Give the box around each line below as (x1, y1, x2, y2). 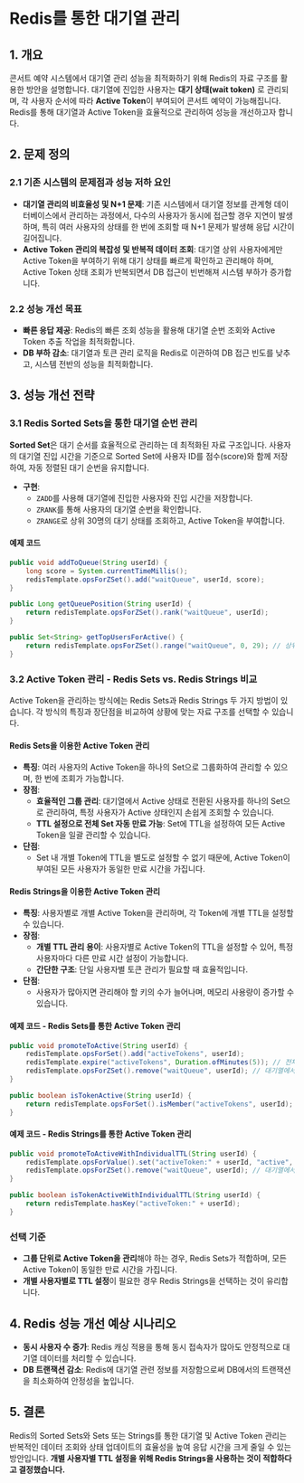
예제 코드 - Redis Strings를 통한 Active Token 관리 (9, 1129, 192, 1139)
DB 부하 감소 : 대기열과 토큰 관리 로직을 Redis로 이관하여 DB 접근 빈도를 (22, 347, 274, 358)
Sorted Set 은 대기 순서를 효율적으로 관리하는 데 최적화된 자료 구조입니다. (9, 439, 268, 450)
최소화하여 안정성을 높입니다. (32, 1375, 134, 1386)
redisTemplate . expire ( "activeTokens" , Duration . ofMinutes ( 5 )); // (25, 1058, 281, 1067)
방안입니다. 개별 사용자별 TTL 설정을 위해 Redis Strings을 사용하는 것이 (9, 1452, 261, 1463)
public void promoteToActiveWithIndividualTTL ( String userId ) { (9, 1149, 257, 1158)
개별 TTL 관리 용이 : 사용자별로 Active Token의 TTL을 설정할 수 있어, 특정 (35, 941, 294, 952)
